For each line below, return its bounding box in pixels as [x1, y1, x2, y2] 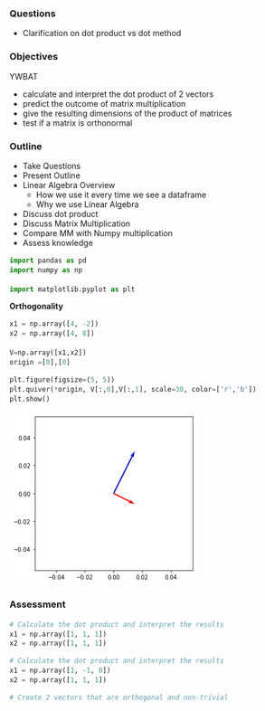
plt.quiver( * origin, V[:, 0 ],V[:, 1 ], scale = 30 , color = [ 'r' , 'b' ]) [9, 384, 257, 393]
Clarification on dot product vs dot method [22, 28, 182, 39]
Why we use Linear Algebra [35, 198, 139, 210]
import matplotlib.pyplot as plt [9, 284, 136, 294]
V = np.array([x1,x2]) [9, 348, 88, 357]
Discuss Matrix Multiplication [22, 218, 131, 229]
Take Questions [22, 160, 81, 171]
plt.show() [9, 394, 51, 403]
